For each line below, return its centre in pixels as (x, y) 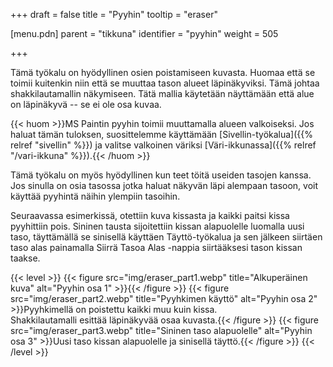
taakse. (25, 258)
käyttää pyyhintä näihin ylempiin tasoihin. (95, 196)
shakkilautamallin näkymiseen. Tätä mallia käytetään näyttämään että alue (162, 93)
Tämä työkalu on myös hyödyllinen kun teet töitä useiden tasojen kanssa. (161, 175)
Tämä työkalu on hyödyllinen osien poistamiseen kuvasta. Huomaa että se (163, 72)
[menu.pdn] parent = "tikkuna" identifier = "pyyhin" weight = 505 (144, 33)
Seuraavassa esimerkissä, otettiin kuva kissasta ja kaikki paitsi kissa (150, 215)
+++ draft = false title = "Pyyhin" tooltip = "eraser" (114, 14)
